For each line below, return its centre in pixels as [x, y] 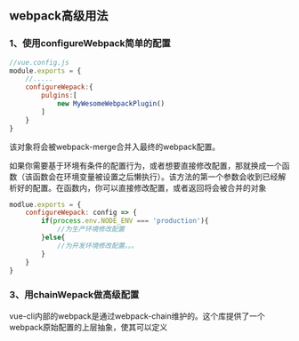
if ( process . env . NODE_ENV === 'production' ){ [125, 221]
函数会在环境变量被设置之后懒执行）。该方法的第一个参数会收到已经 [155, 177]
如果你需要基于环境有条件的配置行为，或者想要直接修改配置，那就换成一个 [145, 165]
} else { [53, 238]
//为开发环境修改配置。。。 [97, 246]
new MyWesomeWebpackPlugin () [111, 104]
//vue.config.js [39, 62]
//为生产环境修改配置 [91, 229]
